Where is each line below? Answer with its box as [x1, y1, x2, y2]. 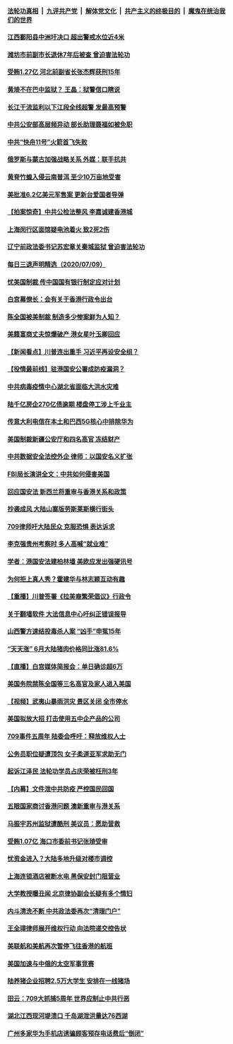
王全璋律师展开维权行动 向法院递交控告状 [7, 924, 127, 932]
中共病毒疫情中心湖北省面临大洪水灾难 [7, 382, 119, 391]
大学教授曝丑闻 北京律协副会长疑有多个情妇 [7, 889, 133, 898]
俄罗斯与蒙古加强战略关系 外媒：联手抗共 [7, 155, 127, 164]
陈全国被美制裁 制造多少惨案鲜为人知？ [7, 312, 121, 321]
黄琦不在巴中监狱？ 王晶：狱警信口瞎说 [7, 85, 121, 93]
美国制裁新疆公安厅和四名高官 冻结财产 [7, 434, 121, 443]
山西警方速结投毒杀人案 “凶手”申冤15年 [7, 627, 121, 636]
